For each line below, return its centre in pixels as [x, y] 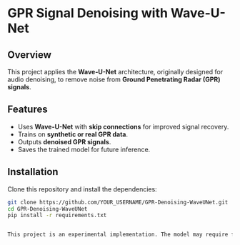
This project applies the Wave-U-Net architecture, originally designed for [115, 72]
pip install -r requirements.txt [57, 216]
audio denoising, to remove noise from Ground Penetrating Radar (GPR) [114, 79]
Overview [30, 55]
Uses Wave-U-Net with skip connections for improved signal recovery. [123, 126]
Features [27, 110]
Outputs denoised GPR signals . [64, 141]
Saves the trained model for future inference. [84, 149]
